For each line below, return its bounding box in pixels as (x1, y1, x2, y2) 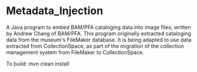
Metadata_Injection (6, 4, 103, 18)
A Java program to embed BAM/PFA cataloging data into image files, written (6, 24, 192, 31)
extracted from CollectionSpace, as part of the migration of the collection (6, 42, 184, 50)
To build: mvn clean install (6, 60, 70, 67)
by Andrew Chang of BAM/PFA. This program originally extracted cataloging (6, 30, 192, 37)
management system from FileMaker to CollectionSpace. (6, 48, 145, 55)
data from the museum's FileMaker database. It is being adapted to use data (6, 36, 192, 43)
